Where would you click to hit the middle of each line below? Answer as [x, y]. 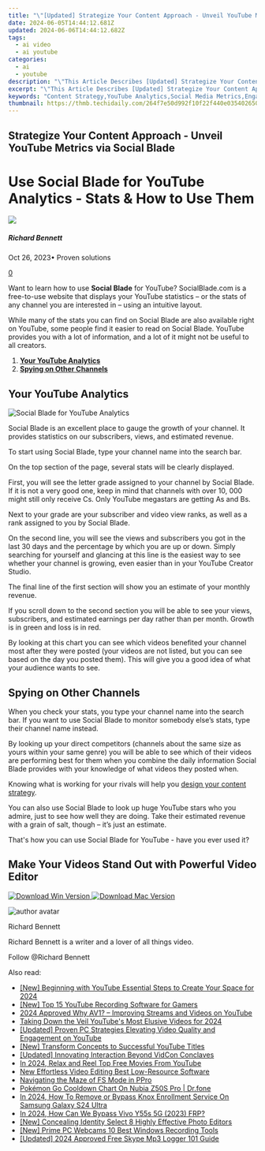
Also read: [25, 972]
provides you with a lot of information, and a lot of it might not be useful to [129, 337]
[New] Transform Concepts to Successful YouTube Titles [112, 1046]
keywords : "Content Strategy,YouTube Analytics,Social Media [111, 96]
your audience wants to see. [54, 668]
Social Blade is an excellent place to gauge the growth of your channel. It [127, 428]
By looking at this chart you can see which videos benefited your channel [127, 643]
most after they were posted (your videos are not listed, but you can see [125, 651]
